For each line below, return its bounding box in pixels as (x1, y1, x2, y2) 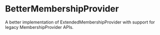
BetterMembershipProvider (5, 3, 119, 14)
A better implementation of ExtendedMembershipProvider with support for (5, 19, 155, 25)
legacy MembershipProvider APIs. (5, 24, 74, 30)
